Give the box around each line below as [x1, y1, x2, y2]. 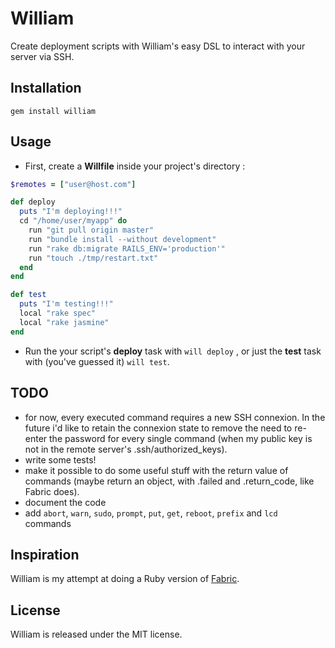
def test [10, 290, 47, 300]
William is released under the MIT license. [10, 628, 183, 641]
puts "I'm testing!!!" [19, 299, 114, 309]
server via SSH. [10, 50, 75, 62]
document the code [24, 496, 107, 508]
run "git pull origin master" [28, 225, 155, 236]
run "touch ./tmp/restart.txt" [28, 253, 159, 263]
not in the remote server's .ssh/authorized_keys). [24, 443, 228, 455]
